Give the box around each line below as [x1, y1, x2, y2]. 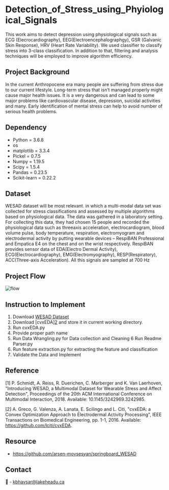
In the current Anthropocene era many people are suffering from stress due [5, 81, 164, 87]
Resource [5, 437, 37, 446]
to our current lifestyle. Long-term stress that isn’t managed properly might [5, 87, 163, 93]
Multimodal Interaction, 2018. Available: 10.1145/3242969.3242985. [5, 396, 146, 402]
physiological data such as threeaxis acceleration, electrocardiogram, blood [5, 224, 164, 230]
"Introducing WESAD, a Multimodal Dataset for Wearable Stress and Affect [5, 385, 161, 391]
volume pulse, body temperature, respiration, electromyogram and [5, 230, 145, 236]
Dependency [5, 123, 47, 132]
